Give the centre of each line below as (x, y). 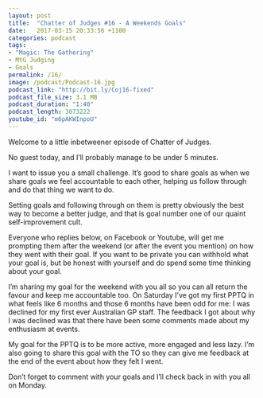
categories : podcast (43, 38)
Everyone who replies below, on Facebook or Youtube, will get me (116, 237)
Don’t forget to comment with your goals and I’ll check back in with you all (129, 377)
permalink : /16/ (35, 75)
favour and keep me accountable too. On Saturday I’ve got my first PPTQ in (131, 295)
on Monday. (28, 385)
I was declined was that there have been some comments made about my (129, 320)
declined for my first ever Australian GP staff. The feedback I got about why (132, 312)
